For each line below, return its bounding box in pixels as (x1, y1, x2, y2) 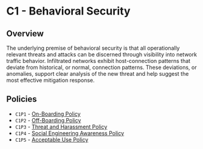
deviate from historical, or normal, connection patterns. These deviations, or (6, 64, 197, 71)
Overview (6, 28, 44, 39)
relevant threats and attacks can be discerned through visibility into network (6, 51, 198, 58)
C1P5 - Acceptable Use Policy (15, 136, 89, 143)
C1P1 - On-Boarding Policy (15, 110, 81, 118)
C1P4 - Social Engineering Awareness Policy (15, 129, 125, 137)
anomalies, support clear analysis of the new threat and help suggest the (6, 70, 189, 77)
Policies (6, 94, 38, 104)
